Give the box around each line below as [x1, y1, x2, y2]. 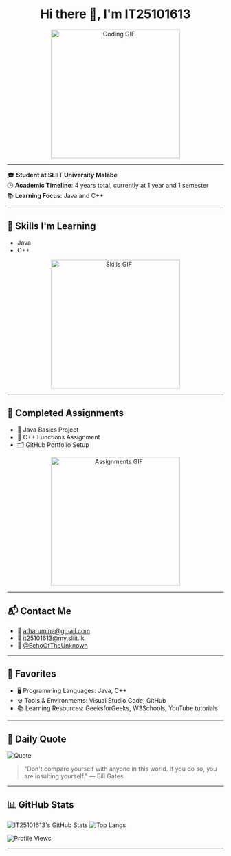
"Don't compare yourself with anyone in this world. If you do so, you [23, 765, 217, 773]
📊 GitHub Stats [7, 799, 74, 811]
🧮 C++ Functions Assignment [16, 432, 100, 441]
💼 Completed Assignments [7, 407, 124, 419]
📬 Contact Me [7, 605, 71, 617]
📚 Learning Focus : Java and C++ [7, 191, 104, 199]
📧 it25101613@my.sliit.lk [16, 634, 85, 642]
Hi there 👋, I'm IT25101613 [40, 6, 191, 22]
